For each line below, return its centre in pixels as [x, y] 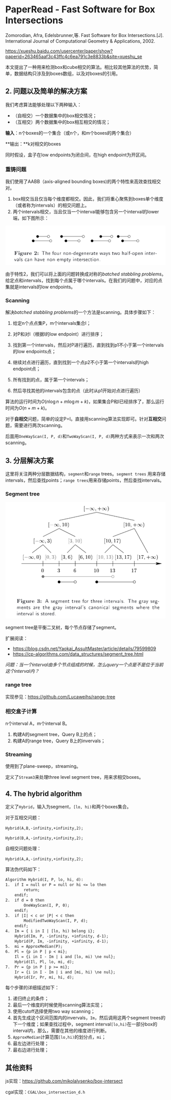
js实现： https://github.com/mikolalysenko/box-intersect [64, 1081]
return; [32, 890]
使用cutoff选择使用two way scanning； [54, 1012]
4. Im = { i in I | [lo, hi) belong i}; [50, 931]
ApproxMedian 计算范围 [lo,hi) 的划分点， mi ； [59, 1037]
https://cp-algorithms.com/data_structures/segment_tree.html [78, 654]
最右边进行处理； [31, 1050]
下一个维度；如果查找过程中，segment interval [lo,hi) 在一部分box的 [85, 1024]
